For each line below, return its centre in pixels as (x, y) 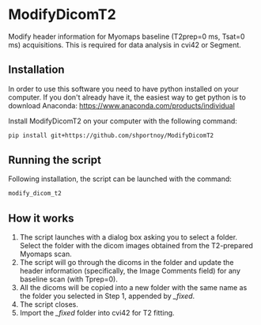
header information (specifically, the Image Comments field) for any (130, 271)
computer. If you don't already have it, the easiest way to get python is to (127, 97)
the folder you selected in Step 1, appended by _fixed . (107, 296)
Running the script (55, 160)
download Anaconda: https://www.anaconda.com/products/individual (122, 105)
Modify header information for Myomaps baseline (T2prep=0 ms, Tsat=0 (127, 36)
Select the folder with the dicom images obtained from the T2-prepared (136, 246)
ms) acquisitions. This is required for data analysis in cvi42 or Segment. (125, 44)
